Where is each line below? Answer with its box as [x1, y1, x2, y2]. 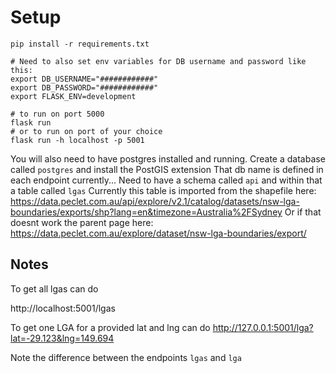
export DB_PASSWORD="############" [10, 82, 159, 93]
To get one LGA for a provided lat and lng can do [10, 321, 211, 333]
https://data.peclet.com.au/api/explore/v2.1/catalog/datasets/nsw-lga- [10, 195, 300, 207]
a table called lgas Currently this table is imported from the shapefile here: [10, 184, 317, 196]
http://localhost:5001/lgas [10, 302, 116, 314]
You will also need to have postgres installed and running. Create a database [10, 152, 326, 165]
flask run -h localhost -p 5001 [10, 135, 145, 145]
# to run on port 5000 [10, 109, 105, 119]
